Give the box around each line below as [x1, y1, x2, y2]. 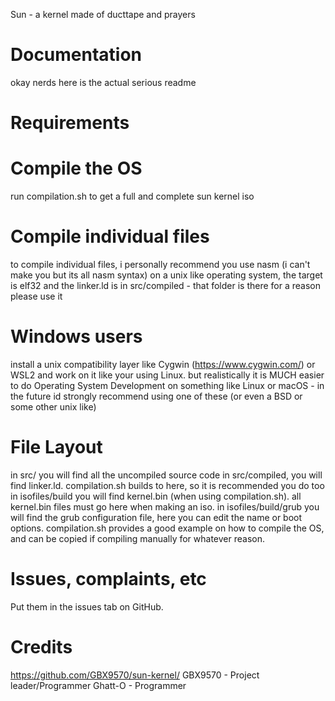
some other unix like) [10, 400, 97, 413]
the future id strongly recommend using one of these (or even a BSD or [10, 390, 303, 402]
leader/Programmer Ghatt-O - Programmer [10, 679, 187, 691]
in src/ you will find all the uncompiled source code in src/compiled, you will [10, 469, 323, 481]
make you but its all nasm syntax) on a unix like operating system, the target [10, 269, 323, 281]
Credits [10, 636, 73, 658]
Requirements [10, 112, 130, 134]
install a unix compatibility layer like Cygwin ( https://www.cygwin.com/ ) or [10, 358, 316, 370]
